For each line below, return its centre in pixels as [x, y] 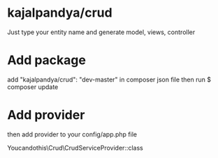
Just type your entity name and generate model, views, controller [101, 32]
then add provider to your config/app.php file [72, 134]
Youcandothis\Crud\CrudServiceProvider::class [75, 148]
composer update [33, 87]
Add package [46, 60]
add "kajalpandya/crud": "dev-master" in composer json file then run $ [109, 79]
